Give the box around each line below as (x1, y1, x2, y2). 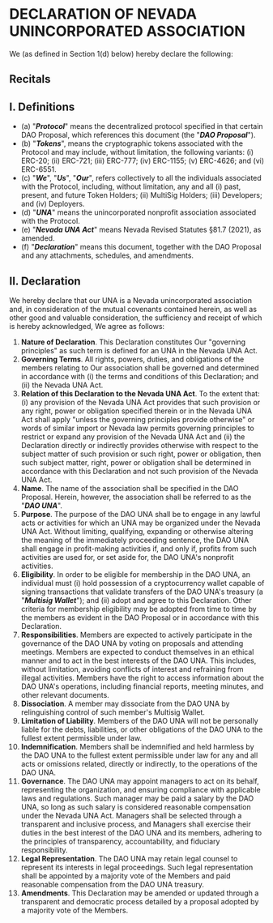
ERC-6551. (20, 165, 57, 174)
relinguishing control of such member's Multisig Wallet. (20, 707, 206, 717)
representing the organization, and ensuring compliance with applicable (20, 784, 262, 794)
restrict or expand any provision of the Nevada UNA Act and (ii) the (20, 431, 245, 442)
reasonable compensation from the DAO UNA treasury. (20, 879, 205, 889)
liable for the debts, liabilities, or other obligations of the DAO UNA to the (20, 724, 263, 734)
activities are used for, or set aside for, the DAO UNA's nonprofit (20, 552, 234, 562)
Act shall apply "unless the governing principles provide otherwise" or (20, 414, 255, 424)
